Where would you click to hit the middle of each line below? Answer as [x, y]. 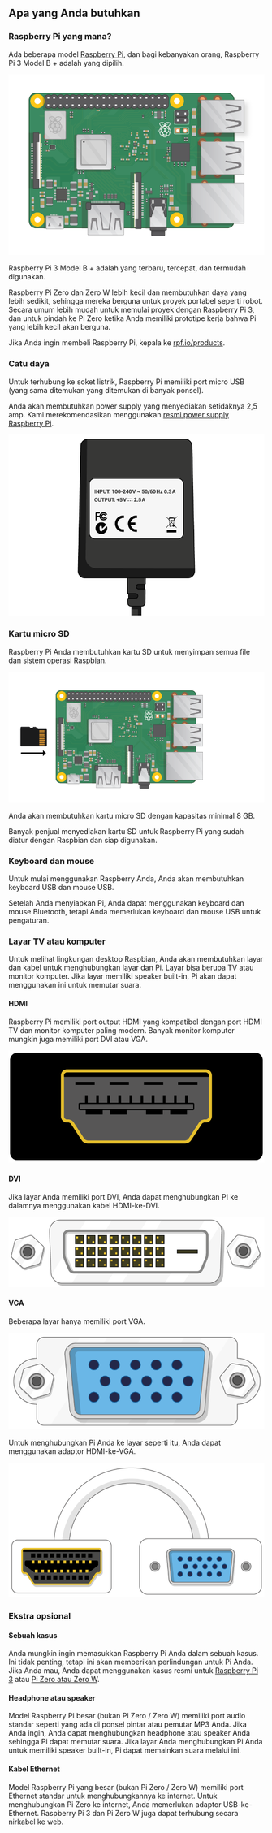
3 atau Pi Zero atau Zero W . [54, 1680]
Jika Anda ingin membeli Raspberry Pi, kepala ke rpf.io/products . [117, 343]
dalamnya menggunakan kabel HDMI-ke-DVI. [84, 1205]
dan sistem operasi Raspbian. [58, 660]
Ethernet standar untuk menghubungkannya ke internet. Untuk [113, 1796]
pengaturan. [29, 920]
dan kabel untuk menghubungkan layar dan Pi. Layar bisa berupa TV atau [131, 968]
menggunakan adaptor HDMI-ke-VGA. [72, 1451]
